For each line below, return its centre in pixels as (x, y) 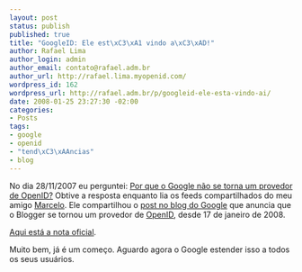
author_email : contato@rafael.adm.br (80, 68)
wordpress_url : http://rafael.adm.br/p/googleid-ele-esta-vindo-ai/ (140, 93)
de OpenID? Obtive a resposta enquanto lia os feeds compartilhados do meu (151, 195)
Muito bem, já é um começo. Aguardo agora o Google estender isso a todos (150, 249)
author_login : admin (48, 59)
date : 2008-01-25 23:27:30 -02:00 (74, 101)
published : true (40, 34)
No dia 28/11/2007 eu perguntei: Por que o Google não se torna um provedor (151, 186)
